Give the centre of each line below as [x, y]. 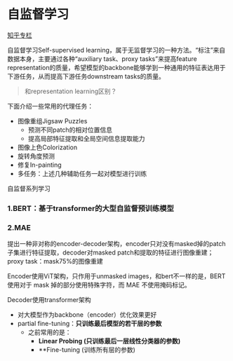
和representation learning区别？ [71, 91]
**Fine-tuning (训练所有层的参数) [87, 350]
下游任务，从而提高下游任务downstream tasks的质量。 [86, 76]
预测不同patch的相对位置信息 [70, 130]
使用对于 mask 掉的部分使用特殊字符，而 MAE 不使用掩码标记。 [99, 285]
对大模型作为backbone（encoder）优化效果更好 [87, 315]
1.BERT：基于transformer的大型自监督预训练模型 [91, 208]
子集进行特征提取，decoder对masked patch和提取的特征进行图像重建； [111, 252]
